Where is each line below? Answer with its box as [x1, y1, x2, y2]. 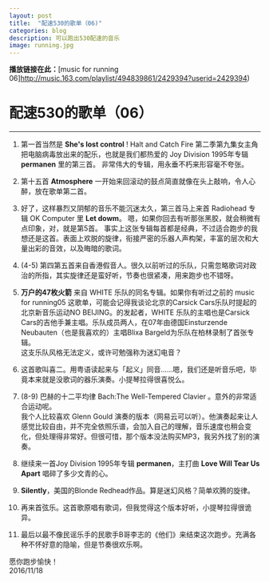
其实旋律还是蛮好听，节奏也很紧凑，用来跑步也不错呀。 [55, 271, 238, 280]
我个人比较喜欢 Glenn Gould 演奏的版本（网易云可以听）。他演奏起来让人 [20, 411, 259, 421]
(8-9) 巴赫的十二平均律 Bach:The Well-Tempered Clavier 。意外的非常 [20, 391, 251, 401]
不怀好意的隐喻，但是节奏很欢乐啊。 [27, 540, 147, 549]
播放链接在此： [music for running [9, 65, 119, 74]
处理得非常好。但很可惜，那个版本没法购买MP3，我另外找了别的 [42, 431, 254, 441]
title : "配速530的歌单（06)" [9, 19, 102, 27]
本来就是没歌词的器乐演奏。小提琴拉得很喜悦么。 [27, 375, 189, 384]
